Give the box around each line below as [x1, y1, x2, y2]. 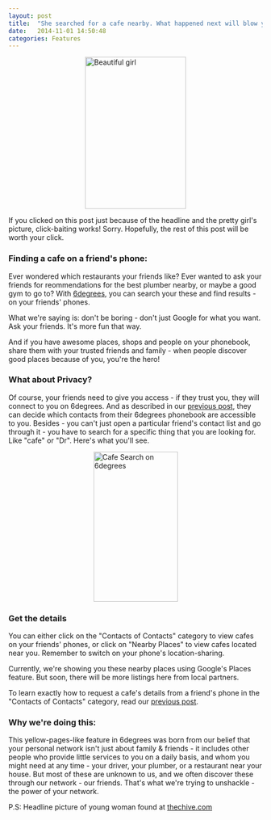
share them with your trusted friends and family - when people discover [8, 345, 248, 355]
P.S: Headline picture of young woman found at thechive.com [8, 802, 212, 812]
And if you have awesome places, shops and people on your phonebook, [8, 337, 252, 347]
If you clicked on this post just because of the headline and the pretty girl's [8, 216, 257, 225]
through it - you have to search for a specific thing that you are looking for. [8, 427, 256, 436]
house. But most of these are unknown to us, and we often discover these [8, 769, 254, 780]
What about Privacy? [8, 374, 93, 385]
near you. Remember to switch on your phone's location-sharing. [8, 648, 225, 658]
